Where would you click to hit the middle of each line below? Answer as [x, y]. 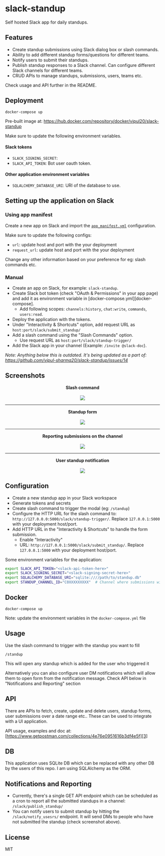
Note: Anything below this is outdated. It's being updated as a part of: [76, 355]
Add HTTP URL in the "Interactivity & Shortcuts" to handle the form [80, 529]
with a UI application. [27, 721]
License [17, 837]
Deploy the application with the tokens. [52, 319]
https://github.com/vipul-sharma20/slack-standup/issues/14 [67, 360]
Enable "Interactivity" [41, 539]
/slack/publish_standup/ [38, 807]
